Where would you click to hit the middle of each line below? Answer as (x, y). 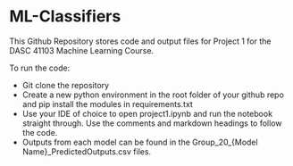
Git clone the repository (66, 85)
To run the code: (40, 68)
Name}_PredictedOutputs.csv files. (87, 151)
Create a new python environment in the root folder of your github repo (153, 95)
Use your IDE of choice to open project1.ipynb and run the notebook (147, 113)
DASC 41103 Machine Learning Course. (82, 50)
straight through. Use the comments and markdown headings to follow (152, 123)
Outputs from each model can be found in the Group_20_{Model (140, 142)
